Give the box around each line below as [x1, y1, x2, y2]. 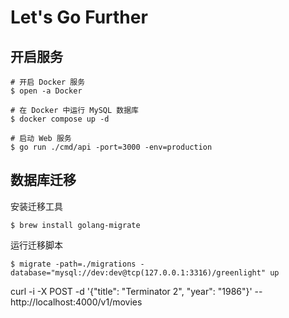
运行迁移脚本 [10, 239, 63, 251]
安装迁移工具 [10, 200, 63, 212]
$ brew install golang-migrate [10, 220, 141, 230]
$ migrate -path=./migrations [10, 259, 137, 269]
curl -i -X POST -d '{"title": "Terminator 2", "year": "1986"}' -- [10, 285, 263, 297]
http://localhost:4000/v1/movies [10, 296, 143, 308]
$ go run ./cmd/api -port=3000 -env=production [10, 142, 213, 152]
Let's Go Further [10, 6, 148, 29]
